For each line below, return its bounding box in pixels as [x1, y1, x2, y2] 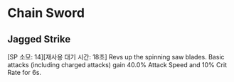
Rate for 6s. [7, 69, 41, 76]
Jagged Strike [7, 33, 71, 45]
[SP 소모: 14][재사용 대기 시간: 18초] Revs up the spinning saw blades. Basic [7, 53, 225, 61]
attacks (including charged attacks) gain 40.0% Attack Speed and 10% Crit [7, 61, 228, 69]
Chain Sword [7, 5, 85, 21]
